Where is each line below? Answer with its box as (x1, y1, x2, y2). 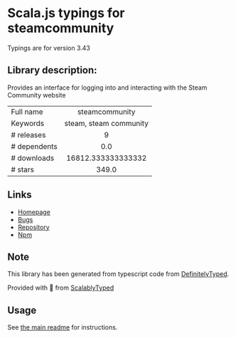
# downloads (11, 153, 55, 163)
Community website (7, 90, 66, 99)
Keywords (11, 118, 45, 128)
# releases (11, 130, 46, 139)
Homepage (17, 208, 51, 216)
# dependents (11, 141, 58, 151)
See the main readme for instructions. (7, 323, 118, 332)
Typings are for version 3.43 (7, 43, 91, 52)
